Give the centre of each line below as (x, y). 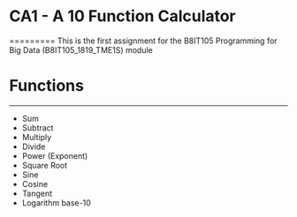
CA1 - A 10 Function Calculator (122, 16)
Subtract (38, 127)
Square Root (45, 165)
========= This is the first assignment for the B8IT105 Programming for (143, 41)
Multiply (37, 137)
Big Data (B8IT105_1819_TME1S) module (81, 49)
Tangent (37, 193)
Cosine (35, 183)
